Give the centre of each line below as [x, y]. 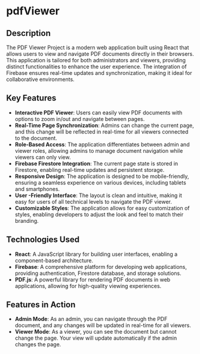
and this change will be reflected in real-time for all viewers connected [101, 131]
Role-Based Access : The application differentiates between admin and [102, 144]
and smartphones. [37, 189]
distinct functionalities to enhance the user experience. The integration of [96, 66]
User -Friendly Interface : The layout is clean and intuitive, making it [98, 195]
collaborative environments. [40, 79]
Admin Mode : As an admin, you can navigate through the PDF [91, 319]
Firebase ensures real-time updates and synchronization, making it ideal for [99, 73]
